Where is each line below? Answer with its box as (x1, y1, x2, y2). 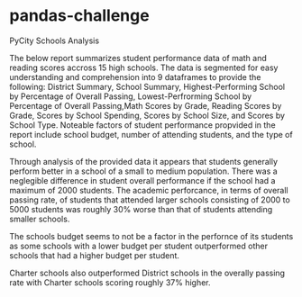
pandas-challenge (9, 5, 151, 26)
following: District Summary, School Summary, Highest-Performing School (9, 81, 286, 92)
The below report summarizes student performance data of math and (9, 52, 268, 63)
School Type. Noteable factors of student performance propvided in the (9, 119, 277, 130)
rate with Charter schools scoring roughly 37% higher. (9, 276, 211, 288)
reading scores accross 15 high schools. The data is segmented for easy (9, 62, 279, 73)
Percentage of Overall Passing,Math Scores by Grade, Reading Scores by (9, 100, 282, 111)
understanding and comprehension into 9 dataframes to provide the (9, 71, 261, 82)
